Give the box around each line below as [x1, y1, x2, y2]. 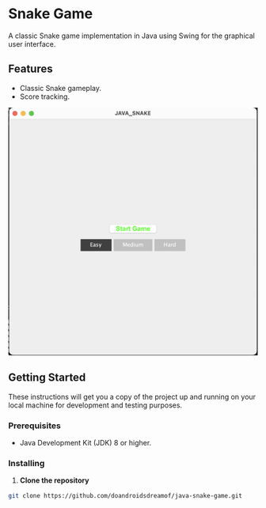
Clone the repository [19, 476, 89, 485]
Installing [8, 457, 45, 468]
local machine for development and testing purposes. [8, 400, 183, 410]
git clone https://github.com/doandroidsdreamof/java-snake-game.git [8, 492, 243, 500]
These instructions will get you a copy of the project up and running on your [8, 392, 256, 401]
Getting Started [8, 371, 86, 385]
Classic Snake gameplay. [19, 83, 101, 93]
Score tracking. [19, 92, 70, 101]
